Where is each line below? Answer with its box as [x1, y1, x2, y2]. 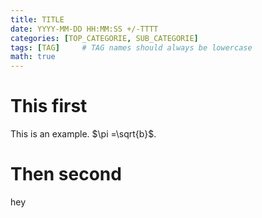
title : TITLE [10, 14, 65, 25]
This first [10, 95, 88, 118]
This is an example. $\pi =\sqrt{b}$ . [10, 128, 157, 140]
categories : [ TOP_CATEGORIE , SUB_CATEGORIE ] [10, 33, 199, 43]
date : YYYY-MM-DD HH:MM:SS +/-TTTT [10, 24, 159, 34]
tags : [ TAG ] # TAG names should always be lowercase [10, 42, 253, 53]
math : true [10, 52, 56, 62]
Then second [10, 163, 122, 186]
